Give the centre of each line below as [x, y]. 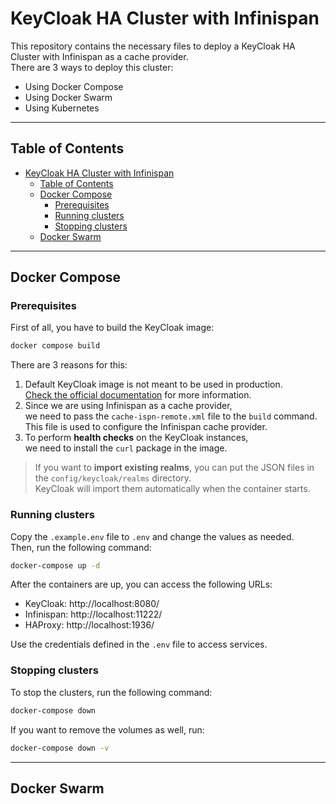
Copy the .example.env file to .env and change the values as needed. [152, 536]
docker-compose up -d [55, 565]
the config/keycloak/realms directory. [113, 478]
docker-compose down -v [60, 748]
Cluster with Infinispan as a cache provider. [99, 56]
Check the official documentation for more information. [138, 395]
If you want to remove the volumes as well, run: [107, 729]
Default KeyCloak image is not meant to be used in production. [153, 384]
